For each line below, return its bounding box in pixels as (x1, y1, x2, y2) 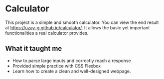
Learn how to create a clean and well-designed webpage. (12, 68, 131, 74)
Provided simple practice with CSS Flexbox (12, 63, 101, 69)
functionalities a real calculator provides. (5, 30, 89, 36)
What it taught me (5, 44, 62, 53)
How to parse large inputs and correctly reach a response (12, 58, 131, 64)
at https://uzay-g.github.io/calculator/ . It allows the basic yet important (5, 24, 150, 30)
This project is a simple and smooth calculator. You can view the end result (5, 19, 159, 25)
